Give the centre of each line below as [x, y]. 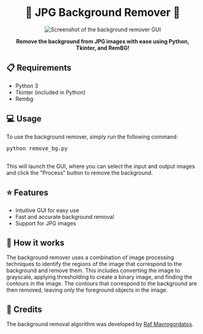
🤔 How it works [35, 242]
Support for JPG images [46, 224]
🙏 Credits [24, 309]
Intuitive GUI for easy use [47, 210]
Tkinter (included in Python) [50, 92]
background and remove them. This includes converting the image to [93, 271]
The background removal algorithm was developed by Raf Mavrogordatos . [100, 324]
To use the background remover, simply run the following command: [92, 137]
